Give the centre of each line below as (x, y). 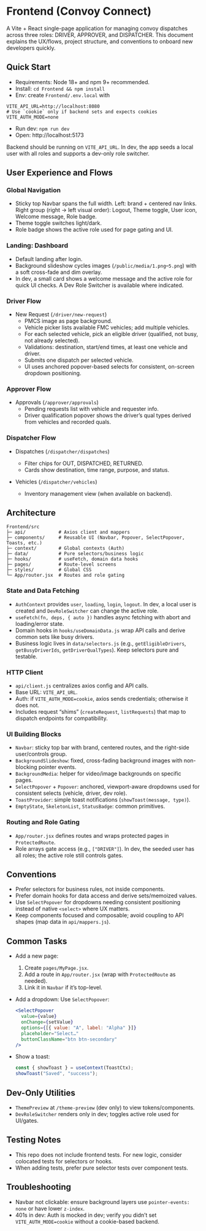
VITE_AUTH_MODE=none (33, 117)
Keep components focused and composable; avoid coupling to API (99, 915)
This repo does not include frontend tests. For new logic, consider (98, 1155)
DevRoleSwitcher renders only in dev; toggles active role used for (97, 1114)
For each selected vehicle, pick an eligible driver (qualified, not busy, (111, 334)
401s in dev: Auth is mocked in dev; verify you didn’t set (86, 1215)
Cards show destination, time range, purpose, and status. (97, 470)
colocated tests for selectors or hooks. (64, 1161)
